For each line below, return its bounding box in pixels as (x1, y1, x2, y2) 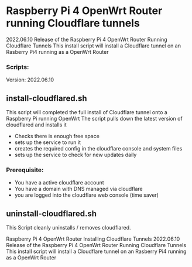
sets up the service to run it (14, 139, 81, 146)
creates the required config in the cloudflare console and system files (14, 145, 183, 152)
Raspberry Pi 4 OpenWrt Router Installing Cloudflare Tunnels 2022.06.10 (6, 235, 180, 242)
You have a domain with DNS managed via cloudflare (14, 186, 143, 193)
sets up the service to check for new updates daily (14, 151, 137, 159)
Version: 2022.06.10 (6, 76, 54, 83)
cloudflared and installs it (6, 121, 67, 128)
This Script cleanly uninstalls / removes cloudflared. (6, 224, 131, 231)
